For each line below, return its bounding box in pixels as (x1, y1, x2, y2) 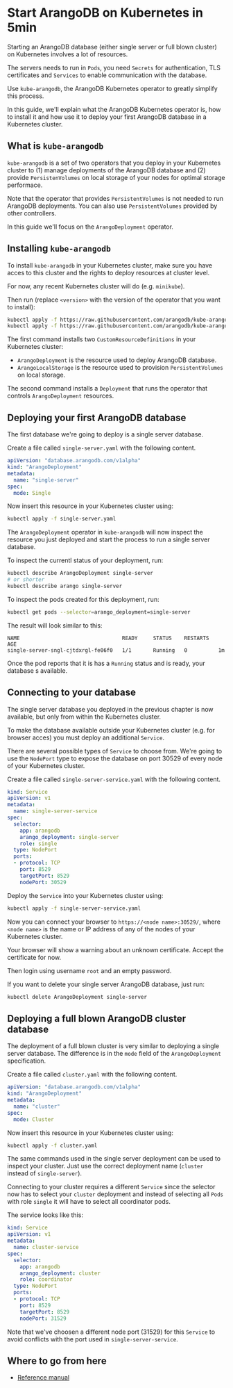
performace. (7, 181, 43, 189)
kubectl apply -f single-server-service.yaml (7, 905, 141, 912)
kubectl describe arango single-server (7, 582, 123, 589)
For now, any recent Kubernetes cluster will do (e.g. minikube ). (7, 281, 185, 290)
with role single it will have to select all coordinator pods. (7, 1198, 171, 1206)
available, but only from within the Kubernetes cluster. (7, 712, 162, 721)
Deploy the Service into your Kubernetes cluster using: (7, 891, 164, 899)
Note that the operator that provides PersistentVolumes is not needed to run (7, 194, 224, 202)
